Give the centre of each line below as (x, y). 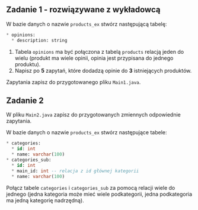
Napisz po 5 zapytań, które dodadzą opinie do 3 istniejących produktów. (103, 70)
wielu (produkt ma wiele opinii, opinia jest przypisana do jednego (94, 58)
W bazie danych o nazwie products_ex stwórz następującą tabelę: (87, 24)
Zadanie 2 (25, 100)
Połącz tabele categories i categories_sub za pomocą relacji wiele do (91, 188)
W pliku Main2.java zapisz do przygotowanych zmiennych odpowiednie (93, 115)
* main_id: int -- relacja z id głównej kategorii (75, 171)
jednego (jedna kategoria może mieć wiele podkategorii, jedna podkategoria (99, 194)
